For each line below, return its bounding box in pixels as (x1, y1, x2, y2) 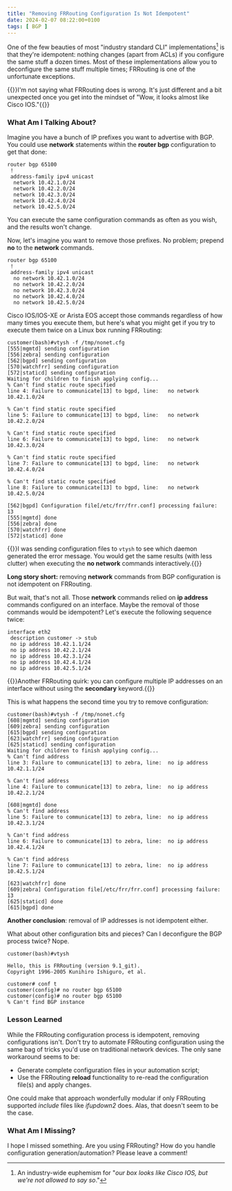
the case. (7, 1108, 34, 1116)
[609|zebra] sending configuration (7, 723, 110, 730)
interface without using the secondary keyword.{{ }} (7, 685, 155, 693)
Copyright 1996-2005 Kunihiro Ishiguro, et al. (7, 969, 147, 976)
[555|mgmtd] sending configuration (7, 346, 110, 353)
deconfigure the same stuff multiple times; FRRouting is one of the (7, 65, 196, 73)
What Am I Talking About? (7, 117, 97, 127)
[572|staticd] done (7, 533, 64, 540)
